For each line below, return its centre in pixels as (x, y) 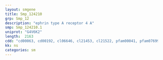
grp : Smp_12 (17, 18)
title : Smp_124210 (24, 14)
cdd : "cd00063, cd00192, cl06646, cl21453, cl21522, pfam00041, (71, 41)
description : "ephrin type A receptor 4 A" (50, 23)
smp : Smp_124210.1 (24, 28)
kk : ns (12, 45)
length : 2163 (19, 37)
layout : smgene (20, 9)
